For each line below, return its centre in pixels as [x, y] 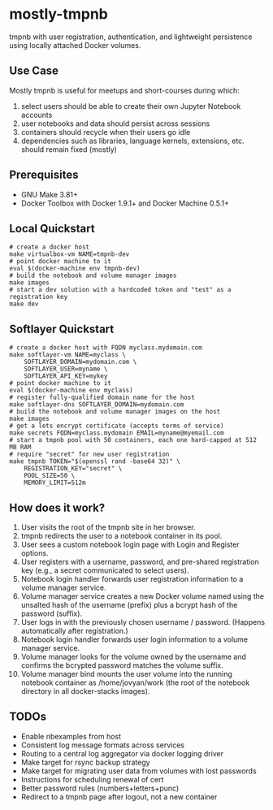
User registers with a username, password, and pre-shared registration [140, 562]
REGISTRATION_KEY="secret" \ [73, 469]
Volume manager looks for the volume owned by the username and [134, 656]
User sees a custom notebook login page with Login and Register [130, 544]
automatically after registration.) [74, 631]
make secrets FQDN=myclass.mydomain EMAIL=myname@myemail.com [117, 433]
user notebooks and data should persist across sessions [115, 123]
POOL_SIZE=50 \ [50, 476]
